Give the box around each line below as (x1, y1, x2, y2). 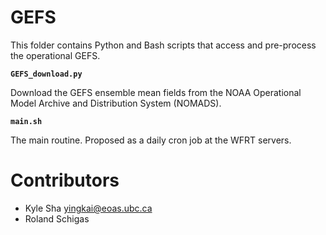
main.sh (10, 116, 43, 126)
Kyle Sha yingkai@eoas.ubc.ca (24, 202, 153, 214)
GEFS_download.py (10, 69, 83, 79)
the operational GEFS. (10, 49, 101, 61)
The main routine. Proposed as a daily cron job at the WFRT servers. (10, 134, 292, 146)
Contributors (10, 169, 120, 192)
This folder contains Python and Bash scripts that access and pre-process (10, 39, 317, 51)
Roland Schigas (24, 212, 90, 225)
